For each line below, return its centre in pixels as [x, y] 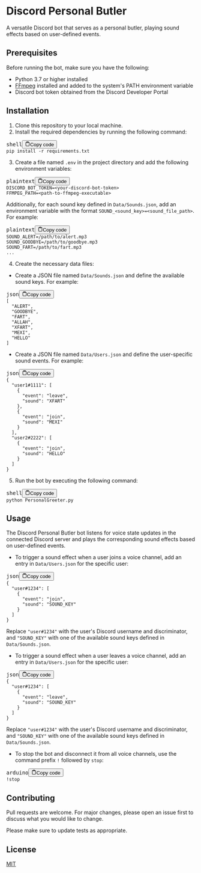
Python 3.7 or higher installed [51, 79]
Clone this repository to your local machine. [69, 125]
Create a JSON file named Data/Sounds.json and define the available [100, 275]
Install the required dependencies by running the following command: [101, 132]
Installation [28, 111]
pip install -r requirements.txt [48, 151]
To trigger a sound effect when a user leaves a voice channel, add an [100, 655]
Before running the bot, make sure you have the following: [78, 67]
